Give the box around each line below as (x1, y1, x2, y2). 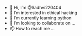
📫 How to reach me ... (9, 26, 55, 31)
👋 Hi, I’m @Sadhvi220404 (9, 5, 62, 10)
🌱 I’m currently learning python (9, 15, 72, 20)
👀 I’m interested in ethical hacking (9, 10, 78, 16)
